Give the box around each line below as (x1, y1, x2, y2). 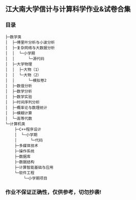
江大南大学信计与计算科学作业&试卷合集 (5, 5, 131, 14)
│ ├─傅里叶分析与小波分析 (5, 40, 55, 45)
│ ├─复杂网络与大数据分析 (5, 45, 55, 50)
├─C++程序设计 (14, 127, 41, 132)
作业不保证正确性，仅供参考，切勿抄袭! (5, 188, 101, 195)
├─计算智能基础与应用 (14, 165, 54, 170)
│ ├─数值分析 (5, 83, 32, 88)
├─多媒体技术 (14, 143, 38, 148)
